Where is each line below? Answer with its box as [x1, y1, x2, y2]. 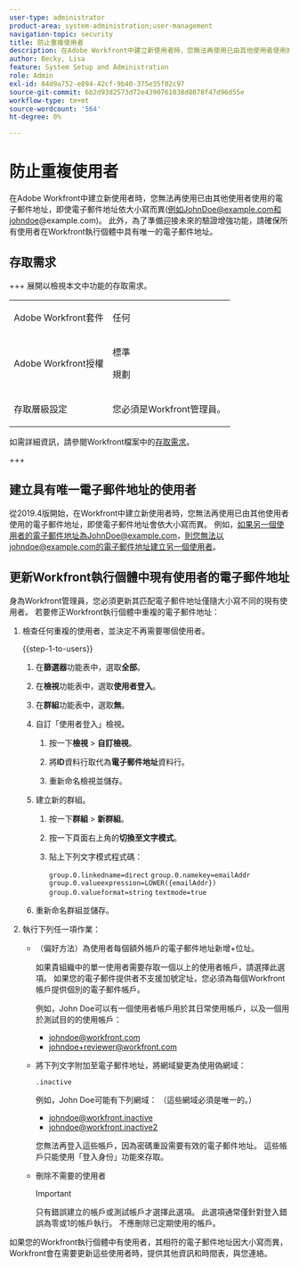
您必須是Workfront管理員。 [112, 402, 226, 415]
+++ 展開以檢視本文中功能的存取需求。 [9, 280, 152, 291]
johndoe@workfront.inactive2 [48, 1122, 158, 1132]
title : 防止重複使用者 [9, 37, 85, 47]
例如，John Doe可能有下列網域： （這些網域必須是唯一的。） [35, 1094, 257, 1105]
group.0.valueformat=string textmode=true [48, 888, 207, 897]
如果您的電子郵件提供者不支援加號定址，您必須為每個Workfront [53, 973, 286, 983]
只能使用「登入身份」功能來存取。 [43, 1151, 169, 1162]
